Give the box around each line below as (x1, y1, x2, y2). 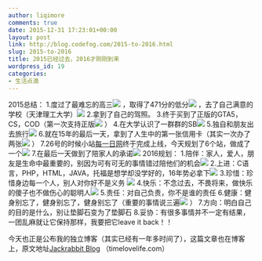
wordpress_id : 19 (8, 63, 65, 71)
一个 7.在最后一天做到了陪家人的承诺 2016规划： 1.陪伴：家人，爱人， (8, 148, 248, 158)
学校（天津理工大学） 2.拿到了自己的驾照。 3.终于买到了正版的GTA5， (8, 109, 242, 118)
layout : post (8, 33, 51, 42)
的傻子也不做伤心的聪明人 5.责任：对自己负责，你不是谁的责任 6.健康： (8, 187, 246, 197)
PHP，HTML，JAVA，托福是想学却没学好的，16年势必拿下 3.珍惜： (21, 168, 247, 177)
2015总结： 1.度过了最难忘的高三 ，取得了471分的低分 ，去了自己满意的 (8, 100, 253, 109)
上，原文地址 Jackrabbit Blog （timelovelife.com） (8, 244, 169, 253)
